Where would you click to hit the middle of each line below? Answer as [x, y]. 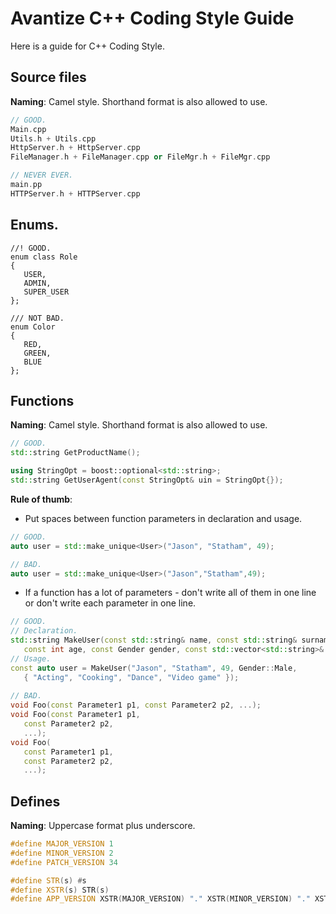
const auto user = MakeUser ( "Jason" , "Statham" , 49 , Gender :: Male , [154, 668]
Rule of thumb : [41, 499]
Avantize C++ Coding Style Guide [152, 18]
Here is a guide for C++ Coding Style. [87, 46]
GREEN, [37, 353]
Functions [42, 400]
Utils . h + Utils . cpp [53, 138]
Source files [48, 77]
